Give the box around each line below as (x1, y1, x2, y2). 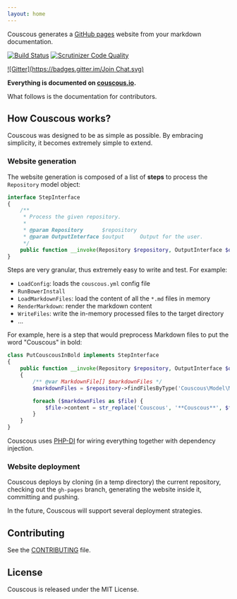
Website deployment (7, 462, 80, 472)
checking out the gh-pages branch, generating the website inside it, (7, 485, 202, 494)
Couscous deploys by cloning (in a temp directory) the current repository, (7, 478, 221, 487)
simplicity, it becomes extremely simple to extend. (7, 139, 153, 147)
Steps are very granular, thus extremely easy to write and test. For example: (7, 266, 228, 274)
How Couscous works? (7, 112, 111, 124)
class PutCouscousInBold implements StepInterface (7, 351, 159, 359)
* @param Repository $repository (23, 227, 138, 234)
